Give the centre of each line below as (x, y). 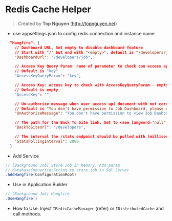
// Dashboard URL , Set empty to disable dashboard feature (79, 48)
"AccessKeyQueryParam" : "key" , (48, 76)
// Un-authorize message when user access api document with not (86, 104)
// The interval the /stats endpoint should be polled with (80, 137)
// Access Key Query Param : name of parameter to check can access (88, 67)
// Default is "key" (36, 71)
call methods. (27, 214)
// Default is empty (36, 90)
